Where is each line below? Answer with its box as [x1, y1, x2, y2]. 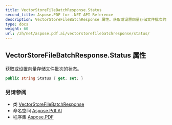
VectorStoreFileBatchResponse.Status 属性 [5, 51, 146, 60]
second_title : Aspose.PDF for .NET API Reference [5, 12, 114, 17]
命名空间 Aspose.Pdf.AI [12, 107, 62, 113]
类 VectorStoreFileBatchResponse [12, 101, 84, 107]
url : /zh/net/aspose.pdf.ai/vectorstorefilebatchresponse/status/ [5, 31, 150, 36]
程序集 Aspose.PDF [12, 114, 54, 120]
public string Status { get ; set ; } [5, 76, 83, 81]
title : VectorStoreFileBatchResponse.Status [5, 7, 102, 13]
